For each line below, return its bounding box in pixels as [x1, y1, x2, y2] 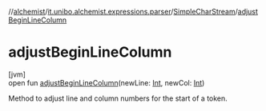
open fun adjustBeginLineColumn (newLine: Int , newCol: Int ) [8, 77, 205, 87]
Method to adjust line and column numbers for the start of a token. [8, 93, 228, 103]
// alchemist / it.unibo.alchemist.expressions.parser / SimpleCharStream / [8, 7, 239, 16]
